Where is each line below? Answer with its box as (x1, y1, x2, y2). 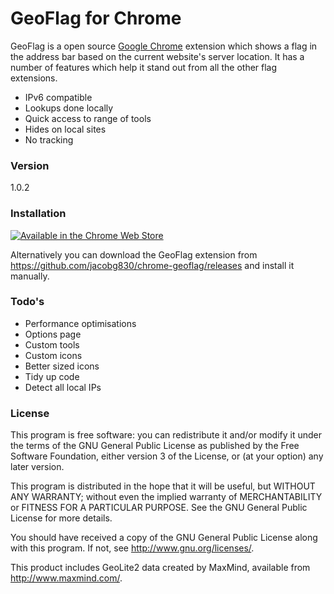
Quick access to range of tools (24, 112, 152, 124)
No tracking (24, 133, 74, 146)
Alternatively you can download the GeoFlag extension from (10, 248, 258, 261)
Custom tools (24, 338, 80, 351)
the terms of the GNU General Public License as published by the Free (10, 440, 300, 452)
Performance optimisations (24, 317, 137, 329)
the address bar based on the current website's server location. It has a (10, 50, 305, 62)
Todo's (10, 295, 45, 309)
